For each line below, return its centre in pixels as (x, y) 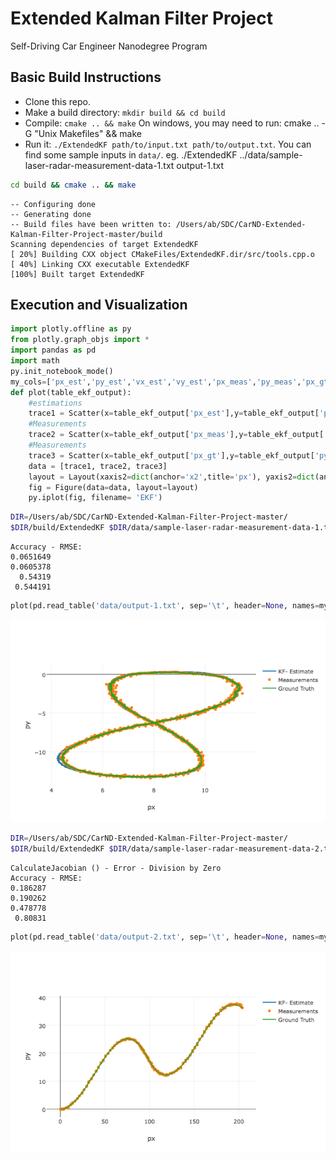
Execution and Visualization (99, 305)
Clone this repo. (57, 101)
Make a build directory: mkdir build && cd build (125, 112)
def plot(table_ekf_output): (71, 392)
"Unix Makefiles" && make (88, 133)
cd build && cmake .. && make (73, 185)
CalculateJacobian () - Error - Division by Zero (116, 868)
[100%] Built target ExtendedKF (77, 274)
